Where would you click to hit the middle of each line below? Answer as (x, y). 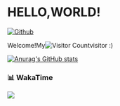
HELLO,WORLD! (54, 12)
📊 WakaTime (30, 77)
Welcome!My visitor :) (60, 45)
